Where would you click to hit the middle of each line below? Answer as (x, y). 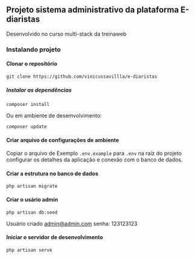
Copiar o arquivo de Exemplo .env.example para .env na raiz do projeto (94, 154)
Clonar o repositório (32, 64)
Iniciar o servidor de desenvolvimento (55, 237)
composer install (28, 104)
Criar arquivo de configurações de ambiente (63, 140)
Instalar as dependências (39, 90)
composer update (26, 126)
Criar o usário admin (32, 199)
